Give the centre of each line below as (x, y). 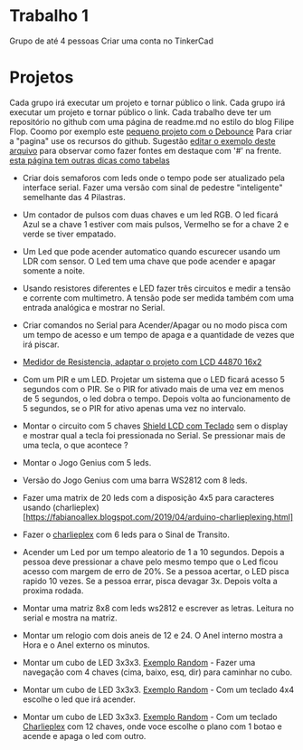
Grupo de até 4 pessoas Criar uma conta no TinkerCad (112, 41)
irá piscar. (41, 344)
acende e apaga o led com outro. (84, 736)
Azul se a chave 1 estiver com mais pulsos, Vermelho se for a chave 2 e (156, 224)
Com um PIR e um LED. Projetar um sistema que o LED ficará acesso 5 (153, 379)
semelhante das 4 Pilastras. (74, 197)
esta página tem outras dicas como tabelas (90, 160)
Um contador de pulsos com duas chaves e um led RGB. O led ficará (150, 215)
